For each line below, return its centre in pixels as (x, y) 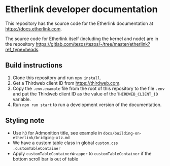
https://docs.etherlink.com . (34, 28)
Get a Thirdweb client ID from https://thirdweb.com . (66, 83)
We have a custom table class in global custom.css (65, 143)
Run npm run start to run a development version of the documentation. (87, 105)
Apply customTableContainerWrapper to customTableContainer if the (82, 153)
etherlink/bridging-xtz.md (41, 138)
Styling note (25, 121)
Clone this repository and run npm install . (57, 78)
